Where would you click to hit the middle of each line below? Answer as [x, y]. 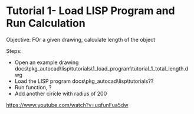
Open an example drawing [47, 62]
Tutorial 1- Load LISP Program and [91, 11]
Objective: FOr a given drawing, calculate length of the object [81, 39]
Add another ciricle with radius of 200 [61, 93]
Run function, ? [33, 87]
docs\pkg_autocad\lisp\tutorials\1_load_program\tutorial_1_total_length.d [101, 68]
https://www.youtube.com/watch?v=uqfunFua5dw [67, 105]
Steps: [14, 51]
